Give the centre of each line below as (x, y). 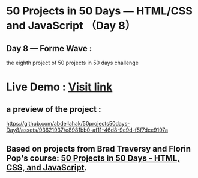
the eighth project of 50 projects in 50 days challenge (73, 63)
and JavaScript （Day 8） (71, 26)
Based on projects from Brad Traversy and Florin (98, 149)
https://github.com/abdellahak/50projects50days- (68, 124)
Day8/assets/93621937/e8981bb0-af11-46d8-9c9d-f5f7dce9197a (87, 130)
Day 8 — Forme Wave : (49, 48)
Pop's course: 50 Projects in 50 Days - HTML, (93, 158)
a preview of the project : (54, 109)
